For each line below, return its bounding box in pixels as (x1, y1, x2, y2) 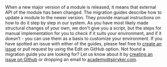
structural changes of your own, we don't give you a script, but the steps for (5, 25, 162, 31)
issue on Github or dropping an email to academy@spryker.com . (5, 57, 138, 62)
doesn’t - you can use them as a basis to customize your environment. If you (5, 35, 163, 41)
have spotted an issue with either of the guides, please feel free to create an (5, 41, 162, 46)
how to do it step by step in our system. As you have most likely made (5, 20, 149, 26)
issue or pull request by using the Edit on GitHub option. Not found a (5, 46, 146, 52)
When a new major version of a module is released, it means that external (5, 4, 156, 10)
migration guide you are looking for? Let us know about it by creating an (5, 51, 153, 57)
